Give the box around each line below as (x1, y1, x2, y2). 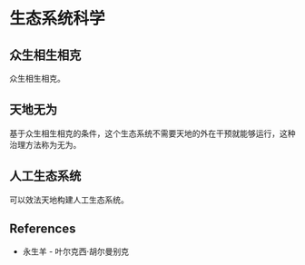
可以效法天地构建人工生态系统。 (9, 194, 129, 205)
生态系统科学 (9, 8, 106, 29)
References (9, 221, 76, 237)
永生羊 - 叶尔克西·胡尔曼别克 (22, 246, 130, 257)
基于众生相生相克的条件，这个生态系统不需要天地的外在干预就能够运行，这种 (9, 128, 296, 139)
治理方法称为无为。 (9, 139, 82, 150)
